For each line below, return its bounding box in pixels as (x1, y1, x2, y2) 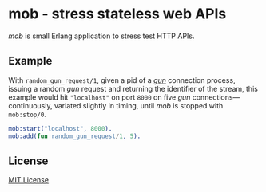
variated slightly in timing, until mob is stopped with (54, 100, 224, 110)
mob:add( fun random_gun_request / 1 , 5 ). (8, 132, 141, 140)
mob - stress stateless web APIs (8, 5, 227, 23)
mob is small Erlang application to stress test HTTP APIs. (8, 31, 195, 41)
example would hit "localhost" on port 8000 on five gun (8, 92, 191, 102)
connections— (192, 92, 240, 102)
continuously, (8, 100, 53, 110)
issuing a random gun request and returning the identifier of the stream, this (8, 84, 258, 93)
